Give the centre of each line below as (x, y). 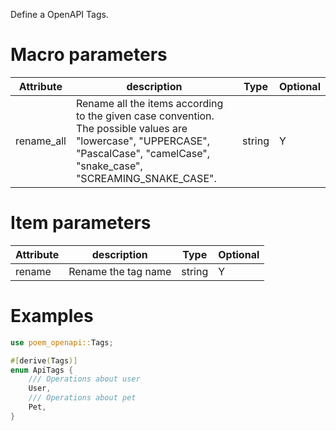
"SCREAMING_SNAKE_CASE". (146, 178)
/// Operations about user (84, 379)
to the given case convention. (145, 116)
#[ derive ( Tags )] (44, 360)
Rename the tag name (120, 271)
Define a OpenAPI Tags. (59, 14)
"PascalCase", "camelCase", (143, 153)
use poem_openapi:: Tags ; (62, 342)
